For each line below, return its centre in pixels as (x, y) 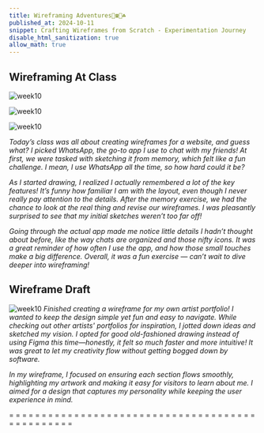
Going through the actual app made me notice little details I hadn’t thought (131, 231)
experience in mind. (41, 399)
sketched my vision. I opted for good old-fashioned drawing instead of (124, 333)
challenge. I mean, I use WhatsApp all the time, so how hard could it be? (127, 167)
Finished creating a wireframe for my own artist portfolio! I (138, 308)
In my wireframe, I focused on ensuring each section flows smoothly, (121, 374)
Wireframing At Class (63, 77)
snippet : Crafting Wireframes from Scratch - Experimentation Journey (128, 30)
